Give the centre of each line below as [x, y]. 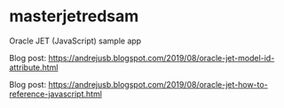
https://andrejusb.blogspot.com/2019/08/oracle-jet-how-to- [158, 84]
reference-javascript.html [55, 94]
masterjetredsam [74, 16]
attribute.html [34, 67]
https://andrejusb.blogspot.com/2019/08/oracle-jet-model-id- [162, 58]
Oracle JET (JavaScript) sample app [75, 41]
